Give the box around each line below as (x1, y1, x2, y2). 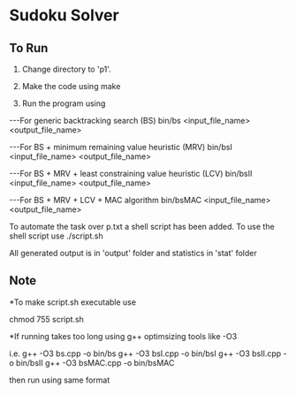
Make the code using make (21, 81, 121, 91)
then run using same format (9, 375, 110, 385)
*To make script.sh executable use (9, 297, 137, 307)
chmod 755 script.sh (9, 314, 84, 324)
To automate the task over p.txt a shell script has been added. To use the (9, 222, 276, 231)
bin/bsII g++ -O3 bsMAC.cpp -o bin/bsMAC (16, 357, 175, 367)
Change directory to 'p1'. (21, 64, 112, 74)
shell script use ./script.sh (9, 231, 103, 241)
